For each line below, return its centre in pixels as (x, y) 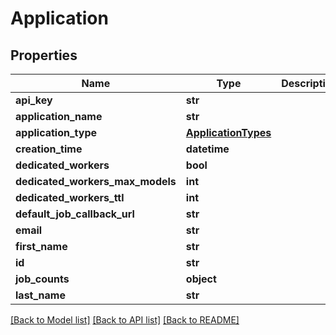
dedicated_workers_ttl (70, 197)
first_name (41, 246)
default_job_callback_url (75, 214)
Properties (44, 55)
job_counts (42, 279)
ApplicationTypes (228, 132)
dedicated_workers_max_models (96, 181)
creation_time (49, 149)
